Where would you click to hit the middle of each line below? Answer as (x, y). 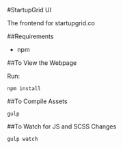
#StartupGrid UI (29, 10)
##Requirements (30, 36)
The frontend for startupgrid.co (51, 23)
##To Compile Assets (37, 101)
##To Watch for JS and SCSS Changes (62, 126)
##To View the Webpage (42, 63)
